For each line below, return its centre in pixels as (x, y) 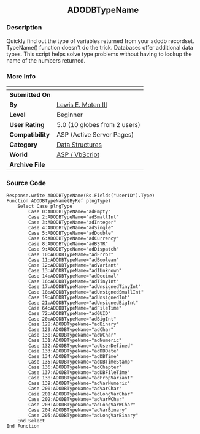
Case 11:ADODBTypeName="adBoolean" (74, 260)
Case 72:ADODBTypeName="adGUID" (70, 314)
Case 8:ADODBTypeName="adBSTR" (68, 244)
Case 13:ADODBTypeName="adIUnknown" (75, 271)
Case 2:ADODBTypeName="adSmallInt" (74, 217)
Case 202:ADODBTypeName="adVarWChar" (76, 400)
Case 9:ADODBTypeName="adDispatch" (74, 249)
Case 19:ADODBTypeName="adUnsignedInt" (79, 298)
